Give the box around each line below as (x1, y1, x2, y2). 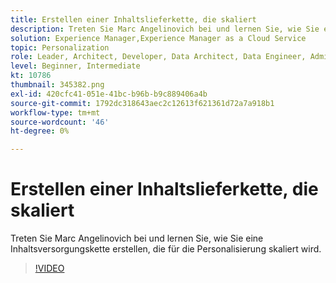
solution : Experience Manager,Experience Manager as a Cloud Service (10, 33, 307, 43)
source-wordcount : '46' (10, 117, 110, 127)
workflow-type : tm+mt (10, 107, 101, 118)
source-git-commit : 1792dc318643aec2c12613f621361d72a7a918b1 (10, 98, 275, 108)
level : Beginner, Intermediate (10, 61, 141, 71)
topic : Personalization (10, 42, 110, 53)
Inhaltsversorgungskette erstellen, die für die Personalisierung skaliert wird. (10, 243, 322, 255)
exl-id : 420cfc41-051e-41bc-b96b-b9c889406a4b (10, 89, 208, 99)
